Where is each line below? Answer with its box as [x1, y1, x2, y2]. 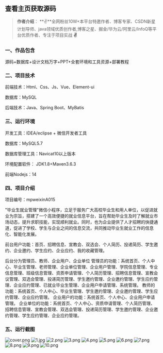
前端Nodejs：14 [5, 171, 37, 177]
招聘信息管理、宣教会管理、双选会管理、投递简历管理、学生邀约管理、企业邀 [5, 306, 158, 312]
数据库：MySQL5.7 [5, 140, 43, 146]
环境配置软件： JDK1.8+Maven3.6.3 [5, 161, 76, 167]
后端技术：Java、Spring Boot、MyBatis [5, 105, 84, 111]
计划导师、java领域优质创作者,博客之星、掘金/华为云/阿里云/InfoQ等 [16, 26, 153, 32]
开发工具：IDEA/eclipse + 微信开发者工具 [5, 130, 87, 136]
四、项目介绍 [5, 185, 35, 191]
